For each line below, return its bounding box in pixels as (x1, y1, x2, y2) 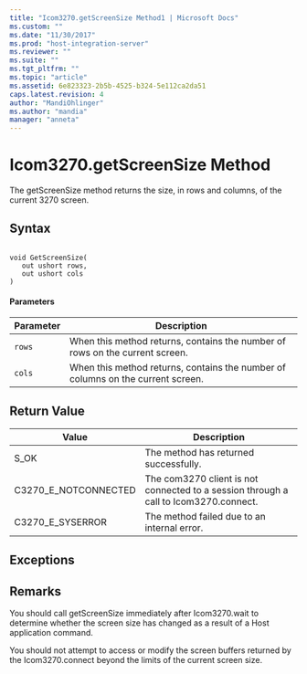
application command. (9, 627, 94, 638)
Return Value (9, 404, 85, 419)
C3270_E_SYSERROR (14, 515, 108, 528)
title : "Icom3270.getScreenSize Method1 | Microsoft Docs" (9, 13, 239, 23)
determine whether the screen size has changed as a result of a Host (9, 617, 270, 628)
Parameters (9, 296, 55, 307)
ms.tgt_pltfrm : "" (9, 65, 79, 74)
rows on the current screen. (69, 346, 189, 359)
